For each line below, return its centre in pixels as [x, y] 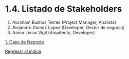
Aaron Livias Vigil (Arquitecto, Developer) [54, 32]
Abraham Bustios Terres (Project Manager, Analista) [64, 22]
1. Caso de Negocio [25, 42]
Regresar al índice [23, 51]
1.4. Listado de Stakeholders [64, 9]
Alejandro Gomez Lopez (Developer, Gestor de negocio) [68, 27]
